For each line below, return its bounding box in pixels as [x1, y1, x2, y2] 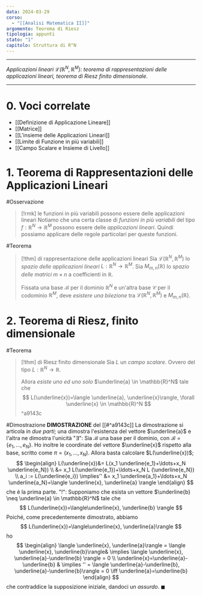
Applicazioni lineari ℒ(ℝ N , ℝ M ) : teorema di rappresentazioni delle [6, 64, 167, 73]
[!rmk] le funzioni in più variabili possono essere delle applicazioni [20, 210, 185, 217]
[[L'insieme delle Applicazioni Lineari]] [14, 132, 110, 139]
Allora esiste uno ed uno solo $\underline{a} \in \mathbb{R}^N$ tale [20, 377, 189, 385]
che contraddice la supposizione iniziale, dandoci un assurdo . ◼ [6, 583, 165, 591]
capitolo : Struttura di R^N [6, 43, 77, 49]
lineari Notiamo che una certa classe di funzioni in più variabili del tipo [20, 216, 195, 223]
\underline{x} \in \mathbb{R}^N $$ [66, 400, 151, 407]
